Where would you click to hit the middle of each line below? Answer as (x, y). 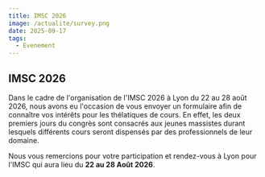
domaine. (24, 140)
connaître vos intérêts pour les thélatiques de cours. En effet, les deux (124, 114)
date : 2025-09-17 (37, 31)
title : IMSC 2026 (37, 16)
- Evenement (36, 46)
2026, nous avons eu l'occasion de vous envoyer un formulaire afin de (125, 106)
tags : (17, 38)
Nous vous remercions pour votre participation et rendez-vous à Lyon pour (132, 156)
